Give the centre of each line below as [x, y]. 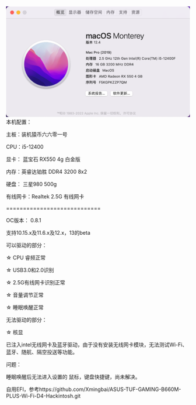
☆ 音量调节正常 [25, 295]
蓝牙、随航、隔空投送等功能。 [42, 352]
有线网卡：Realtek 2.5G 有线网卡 [45, 196]
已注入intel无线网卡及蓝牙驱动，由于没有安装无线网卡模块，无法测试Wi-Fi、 [97, 344]
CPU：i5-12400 [25, 146]
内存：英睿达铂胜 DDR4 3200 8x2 [47, 171]
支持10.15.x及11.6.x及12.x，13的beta [48, 232]
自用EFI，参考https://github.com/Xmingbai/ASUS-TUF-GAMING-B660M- [94, 389]
